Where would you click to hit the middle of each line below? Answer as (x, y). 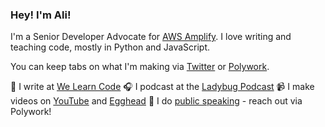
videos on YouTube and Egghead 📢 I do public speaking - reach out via (156, 101)
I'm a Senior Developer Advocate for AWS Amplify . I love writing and (151, 37)
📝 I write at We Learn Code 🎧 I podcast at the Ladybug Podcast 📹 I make (162, 87)
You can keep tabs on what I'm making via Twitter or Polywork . (140, 67)
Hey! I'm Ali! (41, 15)
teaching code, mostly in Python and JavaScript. (110, 47)
